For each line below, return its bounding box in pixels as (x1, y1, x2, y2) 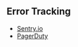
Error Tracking (6, 6, 71, 18)
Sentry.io (16, 24, 44, 32)
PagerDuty (16, 32, 48, 40)
